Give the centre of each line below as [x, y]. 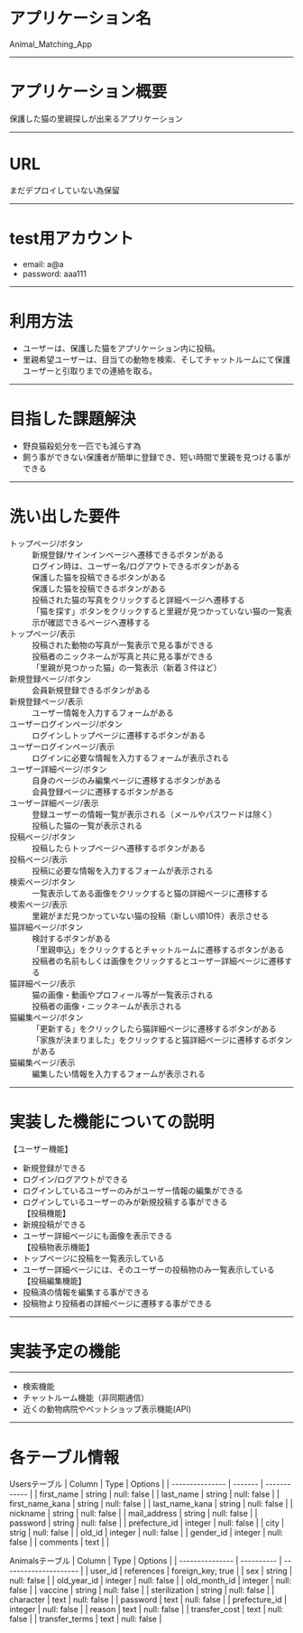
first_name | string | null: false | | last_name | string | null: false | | [160, 1494]
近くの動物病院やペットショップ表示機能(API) [107, 1409]
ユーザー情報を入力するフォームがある [103, 712]
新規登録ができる [54, 1168]
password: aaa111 [55, 274]
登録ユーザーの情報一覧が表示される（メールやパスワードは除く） [154, 814]
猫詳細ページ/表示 [42, 983]
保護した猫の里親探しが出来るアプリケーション [96, 118]
